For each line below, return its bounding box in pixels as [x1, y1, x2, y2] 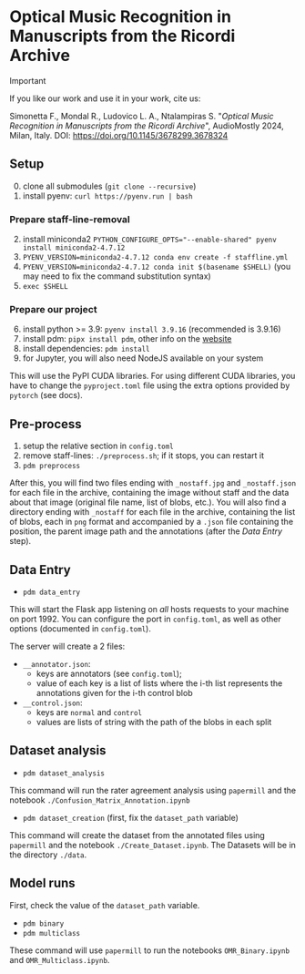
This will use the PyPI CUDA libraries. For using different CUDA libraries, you [9, 371, 296, 382]
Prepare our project [9, 302, 97, 315]
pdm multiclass [22, 928, 81, 938]
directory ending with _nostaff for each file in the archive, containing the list [9, 507, 296, 518]
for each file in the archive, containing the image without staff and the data [9, 487, 290, 498]
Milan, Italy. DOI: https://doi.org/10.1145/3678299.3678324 [9, 129, 229, 140]
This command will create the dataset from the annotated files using [9, 829, 266, 840]
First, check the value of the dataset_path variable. [9, 899, 200, 910]
